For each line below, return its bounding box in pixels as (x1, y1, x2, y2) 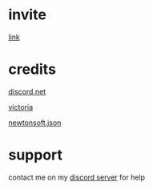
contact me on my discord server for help (8, 172, 146, 182)
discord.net (8, 87, 46, 96)
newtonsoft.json (8, 118, 62, 127)
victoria (8, 102, 34, 111)
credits (8, 60, 56, 79)
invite (8, 6, 46, 24)
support (8, 146, 62, 164)
